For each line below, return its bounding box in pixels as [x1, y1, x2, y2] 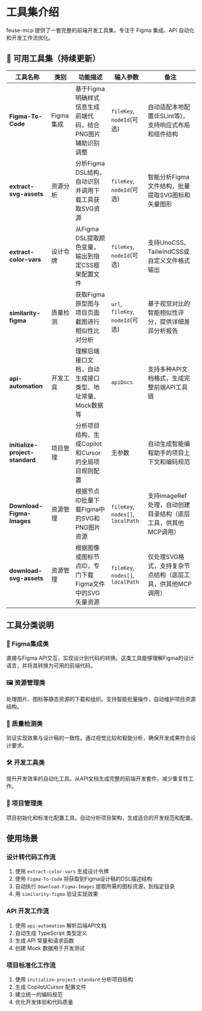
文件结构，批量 [147, 181, 191, 190]
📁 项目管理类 [6, 799, 43, 808]
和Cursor [75, 449, 101, 457]
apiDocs [111, 379, 133, 386]
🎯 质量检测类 [6, 719, 43, 728]
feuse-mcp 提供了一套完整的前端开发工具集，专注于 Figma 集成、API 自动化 [6, 27, 195, 34]
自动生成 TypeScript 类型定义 [14, 929, 88, 936]
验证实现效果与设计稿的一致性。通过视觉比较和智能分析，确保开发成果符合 [6, 734, 191, 742]
